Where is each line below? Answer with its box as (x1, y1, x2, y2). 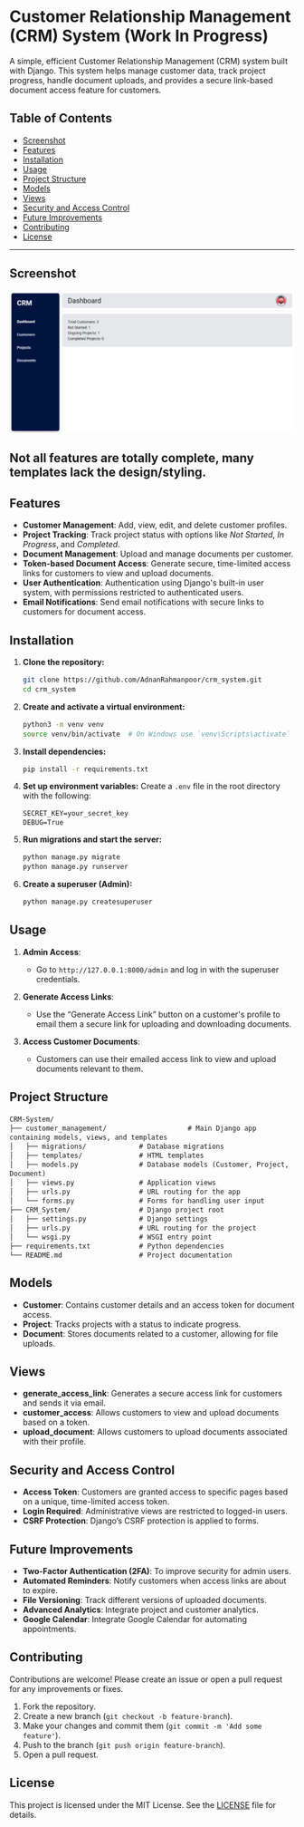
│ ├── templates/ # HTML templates (9, 1151, 204, 1160)
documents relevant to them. (35, 1063, 144, 1074)
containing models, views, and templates (9, 1133, 168, 1142)
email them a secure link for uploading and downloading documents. (35, 1018, 292, 1029)
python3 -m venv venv (22, 720, 105, 729)
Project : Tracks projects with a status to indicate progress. (22, 1319, 242, 1329)
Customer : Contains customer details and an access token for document (22, 1299, 295, 1310)
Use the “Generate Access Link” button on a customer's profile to (35, 1009, 280, 1020)
